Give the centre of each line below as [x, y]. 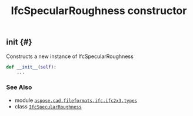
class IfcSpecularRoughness [48, 106]
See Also [19, 87]
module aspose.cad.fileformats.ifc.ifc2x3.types [76, 100]
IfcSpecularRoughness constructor [99, 11]
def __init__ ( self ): [31, 67]
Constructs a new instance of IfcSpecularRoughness [70, 56]
